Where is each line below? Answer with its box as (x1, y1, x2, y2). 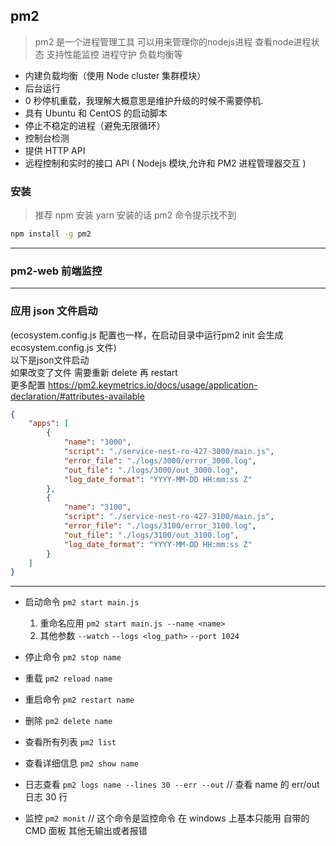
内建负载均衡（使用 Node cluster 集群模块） (24, 69, 207, 81)
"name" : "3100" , (63, 502, 132, 513)
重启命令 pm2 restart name (24, 694, 135, 706)
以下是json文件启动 (10, 354, 90, 366)
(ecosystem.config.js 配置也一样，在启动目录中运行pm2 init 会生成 (10, 329, 284, 341)
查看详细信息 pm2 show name (24, 757, 139, 769)
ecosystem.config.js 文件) (10, 341, 117, 353)
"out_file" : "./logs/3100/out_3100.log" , (63, 530, 240, 540)
